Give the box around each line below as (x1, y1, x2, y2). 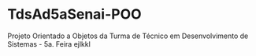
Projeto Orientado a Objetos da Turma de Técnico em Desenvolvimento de (7, 31, 249, 40)
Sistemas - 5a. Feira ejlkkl (7, 39, 91, 48)
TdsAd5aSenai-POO (7, 5, 143, 23)
